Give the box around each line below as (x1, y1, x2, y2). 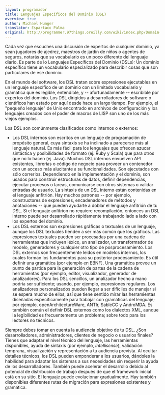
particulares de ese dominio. (5, 70, 63, 75)
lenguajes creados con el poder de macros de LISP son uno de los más (5, 111, 149, 116)
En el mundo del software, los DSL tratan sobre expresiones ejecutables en (5, 79, 157, 85)
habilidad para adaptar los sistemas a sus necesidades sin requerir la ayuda (5, 358, 159, 364)
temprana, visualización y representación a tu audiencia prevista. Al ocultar (5, 348, 157, 354)
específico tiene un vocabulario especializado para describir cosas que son (5, 64, 158, 70)
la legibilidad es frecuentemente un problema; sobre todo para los (12, 312, 146, 318)
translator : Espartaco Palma (5, 26, 65, 30)
